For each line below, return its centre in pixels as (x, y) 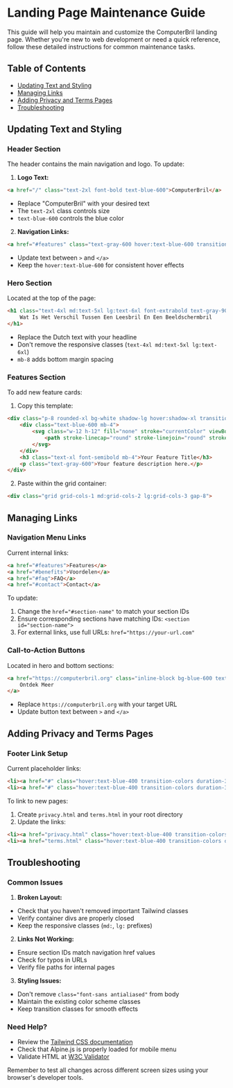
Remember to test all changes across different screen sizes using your (108, 1070)
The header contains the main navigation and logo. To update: (96, 164)
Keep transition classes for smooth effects (78, 1009)
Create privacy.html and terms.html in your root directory (100, 814)
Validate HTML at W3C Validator (63, 1057)
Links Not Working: (45, 939)
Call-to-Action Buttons (46, 651)
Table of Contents (47, 68)
